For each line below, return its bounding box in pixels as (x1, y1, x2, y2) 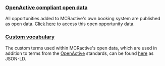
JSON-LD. (5, 55, 27, 61)
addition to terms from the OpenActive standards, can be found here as (5, 50, 154, 56)
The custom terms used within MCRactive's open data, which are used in (5, 45, 157, 51)
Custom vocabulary (5, 33, 55, 40)
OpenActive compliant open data (5, 4, 88, 11)
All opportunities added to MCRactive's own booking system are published (5, 16, 160, 22)
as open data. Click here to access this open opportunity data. (5, 21, 135, 27)
